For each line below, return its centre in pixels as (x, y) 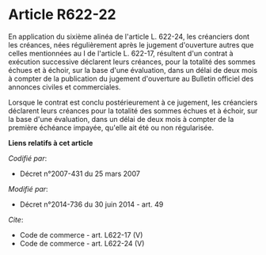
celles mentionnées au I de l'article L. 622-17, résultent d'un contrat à (121, 53)
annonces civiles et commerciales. (65, 87)
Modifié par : (28, 188)
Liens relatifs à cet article (51, 143)
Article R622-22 (62, 15)
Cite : (16, 219)
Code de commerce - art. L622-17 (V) (81, 234)
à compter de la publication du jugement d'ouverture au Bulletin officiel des (131, 78)
